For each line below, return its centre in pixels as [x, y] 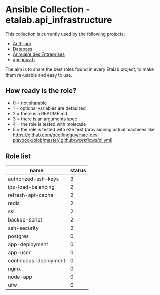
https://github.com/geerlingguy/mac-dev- [56, 135]
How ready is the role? [41, 91]
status [78, 170]
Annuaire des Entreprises [39, 54]
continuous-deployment [37, 260]
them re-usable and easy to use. [39, 75]
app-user [19, 252]
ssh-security [23, 228]
